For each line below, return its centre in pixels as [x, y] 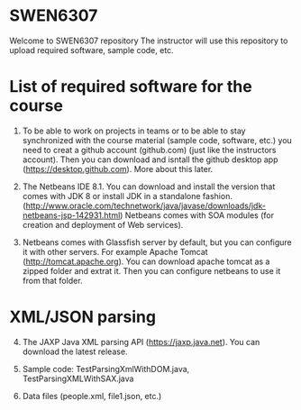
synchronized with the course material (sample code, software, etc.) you [157, 140]
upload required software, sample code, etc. [91, 50]
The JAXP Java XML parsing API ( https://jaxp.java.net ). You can [141, 342]
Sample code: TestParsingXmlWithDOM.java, [106, 369]
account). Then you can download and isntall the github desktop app [150, 159]
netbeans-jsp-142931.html [71, 215]
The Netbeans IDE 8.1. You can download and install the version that [149, 187]
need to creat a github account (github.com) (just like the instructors [149, 150]
